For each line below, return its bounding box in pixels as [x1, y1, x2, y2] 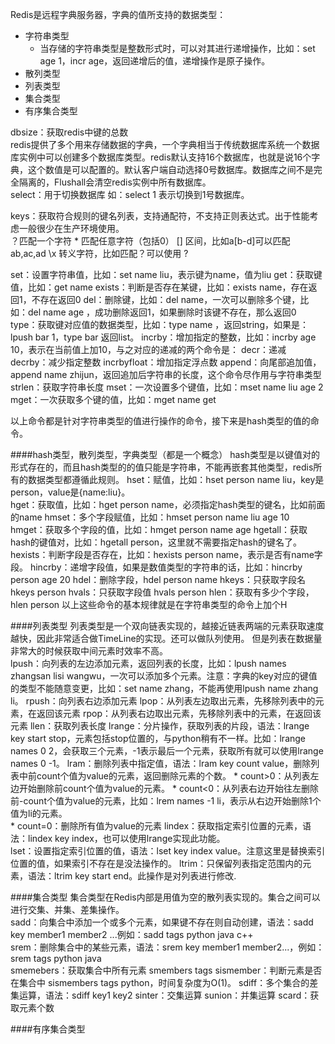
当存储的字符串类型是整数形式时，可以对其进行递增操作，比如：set [39, 43, 316, 54]
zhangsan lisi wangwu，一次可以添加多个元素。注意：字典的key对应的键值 [10, 670, 318, 682]
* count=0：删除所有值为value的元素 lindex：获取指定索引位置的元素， [10, 820, 303, 832]
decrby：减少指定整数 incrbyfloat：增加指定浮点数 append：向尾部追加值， [10, 356, 322, 368]
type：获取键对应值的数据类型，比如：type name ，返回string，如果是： [10, 319, 309, 330]
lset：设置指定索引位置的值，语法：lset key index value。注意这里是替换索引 [10, 845, 326, 857]
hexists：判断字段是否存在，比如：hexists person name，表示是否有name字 [10, 549, 323, 560]
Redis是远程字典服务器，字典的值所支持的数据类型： [10, 9, 227, 20]
